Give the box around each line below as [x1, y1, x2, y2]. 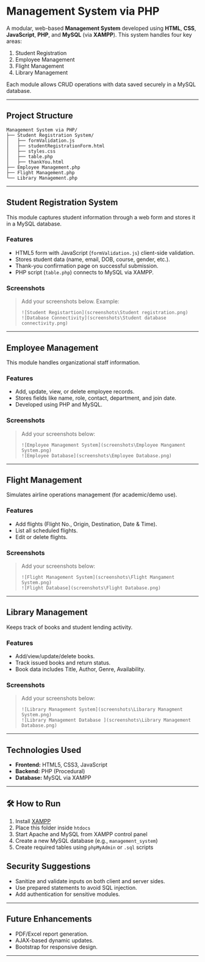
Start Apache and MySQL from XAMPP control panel [15, 831, 148, 838]
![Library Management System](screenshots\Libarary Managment [21, 707, 183, 713]
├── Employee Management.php [6, 164, 81, 171]
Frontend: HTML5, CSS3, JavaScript [15, 761, 108, 768]
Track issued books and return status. [15, 659, 111, 667]
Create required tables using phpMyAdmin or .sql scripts [15, 843, 154, 851]
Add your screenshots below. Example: [21, 298, 120, 305]
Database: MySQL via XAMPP [15, 774, 92, 782]
